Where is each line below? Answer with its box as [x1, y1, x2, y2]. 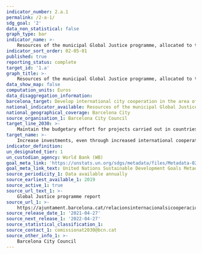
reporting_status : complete [6, 59, 77, 65]
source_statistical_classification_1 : [6, 221, 103, 228]
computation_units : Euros [6, 87, 71, 93]
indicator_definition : [6, 143, 63, 149]
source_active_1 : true [6, 182, 63, 188]
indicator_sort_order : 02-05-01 [6, 48, 87, 54]
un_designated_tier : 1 [6, 149, 63, 155]
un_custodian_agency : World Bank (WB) [6, 154, 103, 160]
